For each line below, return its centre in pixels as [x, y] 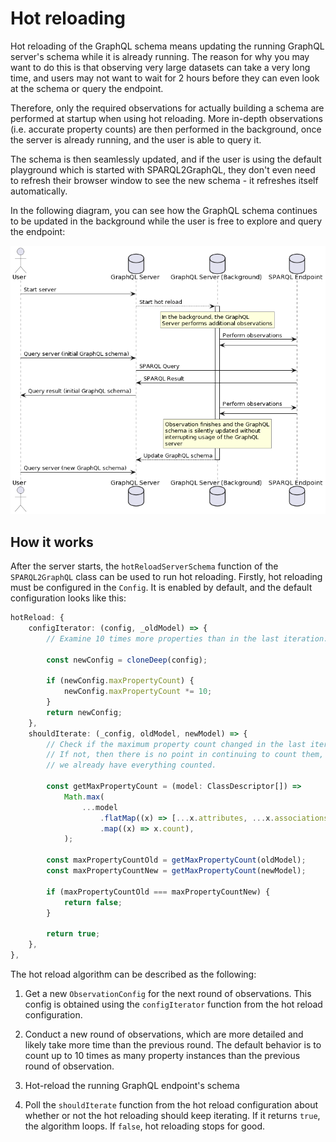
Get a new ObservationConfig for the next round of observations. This [168, 993]
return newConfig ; [84, 712]
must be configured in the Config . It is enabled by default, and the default [161, 588]
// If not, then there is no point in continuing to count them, [185, 755]
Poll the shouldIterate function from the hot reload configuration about [171, 1104]
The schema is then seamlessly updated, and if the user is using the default [166, 159]
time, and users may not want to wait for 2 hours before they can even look [165, 78]
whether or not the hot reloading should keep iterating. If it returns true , [172, 1115]
